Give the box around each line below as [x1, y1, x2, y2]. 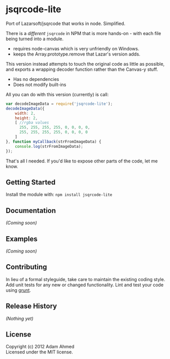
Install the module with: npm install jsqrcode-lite [6, 191, 113, 198]
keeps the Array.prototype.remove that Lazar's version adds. [13, 51, 141, 57]
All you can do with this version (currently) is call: [6, 91, 109, 97]
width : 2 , [15, 111, 36, 116]
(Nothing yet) [6, 315, 33, 321]
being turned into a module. [6, 36, 64, 42]
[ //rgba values [15, 120, 50, 125]
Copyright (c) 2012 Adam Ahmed [6, 344, 75, 350]
